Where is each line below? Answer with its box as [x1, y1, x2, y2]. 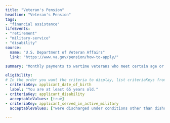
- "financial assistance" [5, 21, 60, 27]
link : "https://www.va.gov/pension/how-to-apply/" [10, 54, 119, 60]
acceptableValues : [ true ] [10, 96, 65, 101]
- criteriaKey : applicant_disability [5, 92, 85, 97]
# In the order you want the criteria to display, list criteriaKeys [5, 77, 155, 83]
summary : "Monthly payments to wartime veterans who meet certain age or [5, 64, 164, 69]
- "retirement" [5, 31, 37, 36]
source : [5, 45, 22, 50]
